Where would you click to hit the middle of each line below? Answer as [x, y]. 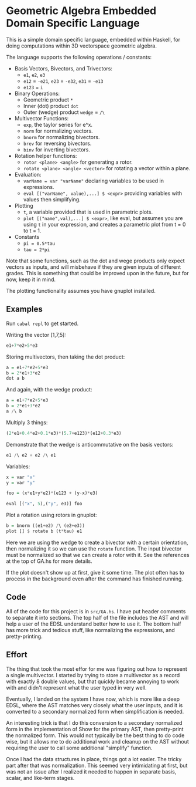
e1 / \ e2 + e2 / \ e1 [31, 455]
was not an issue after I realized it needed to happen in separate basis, [91, 771]
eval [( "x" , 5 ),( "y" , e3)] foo [44, 504]
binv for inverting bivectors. [57, 149]
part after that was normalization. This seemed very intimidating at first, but [97, 765]
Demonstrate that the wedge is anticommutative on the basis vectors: [90, 444]
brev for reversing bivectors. [57, 143]
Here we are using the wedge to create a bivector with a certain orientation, [97, 542]
